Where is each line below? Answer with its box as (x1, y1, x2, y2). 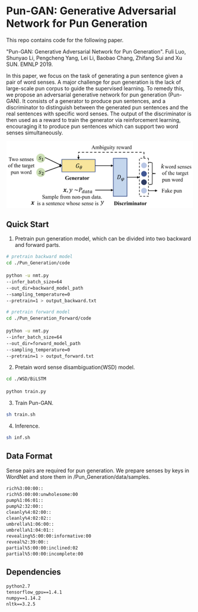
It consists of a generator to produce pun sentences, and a (22, 97, 166, 105)
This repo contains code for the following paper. (6, 36, 124, 43)
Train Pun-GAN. (14, 400, 54, 407)
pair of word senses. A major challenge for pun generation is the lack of (6, 79, 181, 86)
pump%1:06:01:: (6, 497, 44, 503)
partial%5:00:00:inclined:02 (6, 545, 78, 551)
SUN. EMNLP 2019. (6, 61, 53, 68)
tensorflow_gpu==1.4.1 (6, 589, 62, 595)
